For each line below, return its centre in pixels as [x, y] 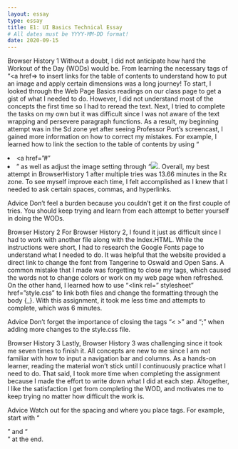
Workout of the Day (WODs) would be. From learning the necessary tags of [118, 69]
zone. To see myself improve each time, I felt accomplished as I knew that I [118, 182]
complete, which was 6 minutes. [55, 308]
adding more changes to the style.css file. [69, 330]
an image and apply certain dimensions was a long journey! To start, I [109, 84]
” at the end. [26, 439]
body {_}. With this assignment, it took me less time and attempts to [107, 301]
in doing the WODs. [36, 218]
